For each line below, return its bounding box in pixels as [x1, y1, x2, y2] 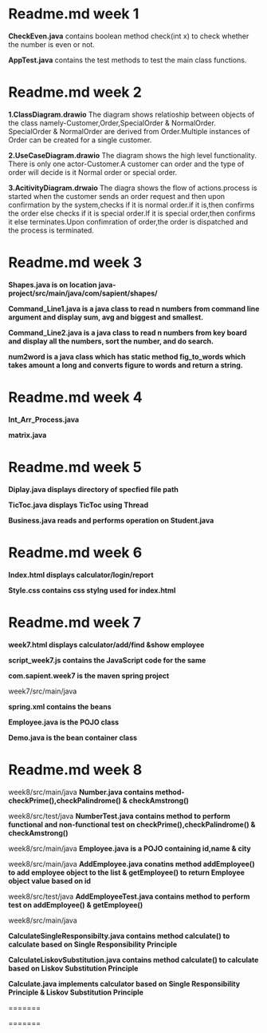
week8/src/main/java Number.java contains [8, 787, 154, 797]
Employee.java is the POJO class [8, 717, 120, 727]
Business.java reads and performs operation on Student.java [8, 515, 214, 525]
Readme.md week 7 [8, 613, 142, 631]
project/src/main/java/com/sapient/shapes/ [8, 288, 158, 298]
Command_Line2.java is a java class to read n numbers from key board [8, 328, 247, 337]
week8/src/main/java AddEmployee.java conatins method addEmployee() [8, 859, 255, 868]
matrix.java [8, 430, 47, 439]
